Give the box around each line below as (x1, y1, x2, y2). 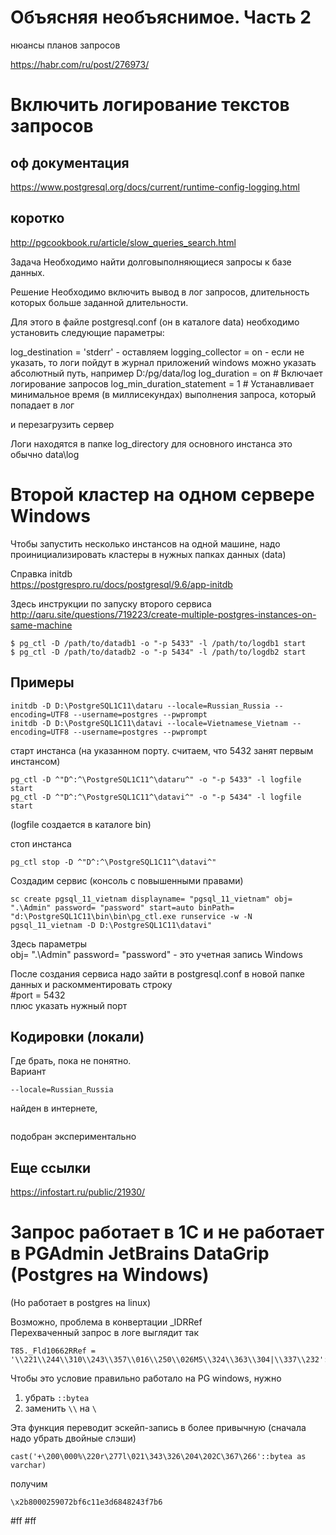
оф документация (10, 154, 130, 171)
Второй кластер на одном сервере (10, 483, 315, 506)
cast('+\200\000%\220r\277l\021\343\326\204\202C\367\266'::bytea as (10, 1452, 307, 1462)
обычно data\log (10, 448, 80, 460)
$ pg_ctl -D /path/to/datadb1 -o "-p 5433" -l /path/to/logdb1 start (10, 638, 307, 648)
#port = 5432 (10, 989, 66, 1001)
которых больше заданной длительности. (10, 296, 189, 308)
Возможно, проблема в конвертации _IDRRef (10, 1316, 203, 1328)
